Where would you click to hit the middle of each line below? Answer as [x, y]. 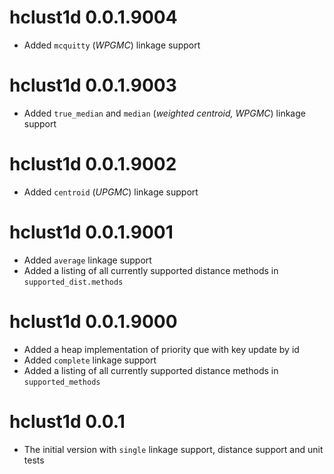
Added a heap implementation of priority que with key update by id [161, 349]
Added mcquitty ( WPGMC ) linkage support [112, 45]
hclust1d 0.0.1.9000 [93, 321]
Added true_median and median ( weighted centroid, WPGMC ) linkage [164, 113]
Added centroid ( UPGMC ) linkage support [111, 192]
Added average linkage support [87, 260]
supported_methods [62, 382]
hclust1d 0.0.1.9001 [91, 232]
